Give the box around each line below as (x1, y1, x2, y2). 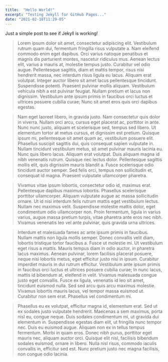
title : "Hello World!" (5, 7, 55, 13)
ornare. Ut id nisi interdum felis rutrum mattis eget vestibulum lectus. (17, 198, 159, 204)
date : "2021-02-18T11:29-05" (5, 17, 66, 22)
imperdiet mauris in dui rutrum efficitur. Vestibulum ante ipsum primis (17, 262, 160, 268)
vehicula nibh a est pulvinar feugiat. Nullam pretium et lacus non (17, 88, 150, 94)
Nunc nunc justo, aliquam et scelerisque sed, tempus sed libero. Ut (17, 125, 156, 131)
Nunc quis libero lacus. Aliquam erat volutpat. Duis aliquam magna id (17, 151, 160, 157)
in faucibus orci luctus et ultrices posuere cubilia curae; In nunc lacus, (17, 267, 162, 273)
